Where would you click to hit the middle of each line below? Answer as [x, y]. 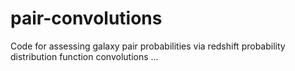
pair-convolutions [86, 18]
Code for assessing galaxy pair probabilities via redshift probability [148, 46]
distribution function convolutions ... [84, 56]
